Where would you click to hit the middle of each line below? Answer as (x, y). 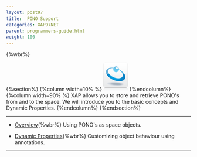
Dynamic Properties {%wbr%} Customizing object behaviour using (94, 136)
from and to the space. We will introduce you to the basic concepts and (92, 102)
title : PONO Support (33, 18)
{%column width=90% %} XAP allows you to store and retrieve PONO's (93, 95)
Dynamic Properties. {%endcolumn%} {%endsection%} (74, 108)
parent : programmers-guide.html (45, 31)
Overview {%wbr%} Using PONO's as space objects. (78, 125)
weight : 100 (21, 37)
